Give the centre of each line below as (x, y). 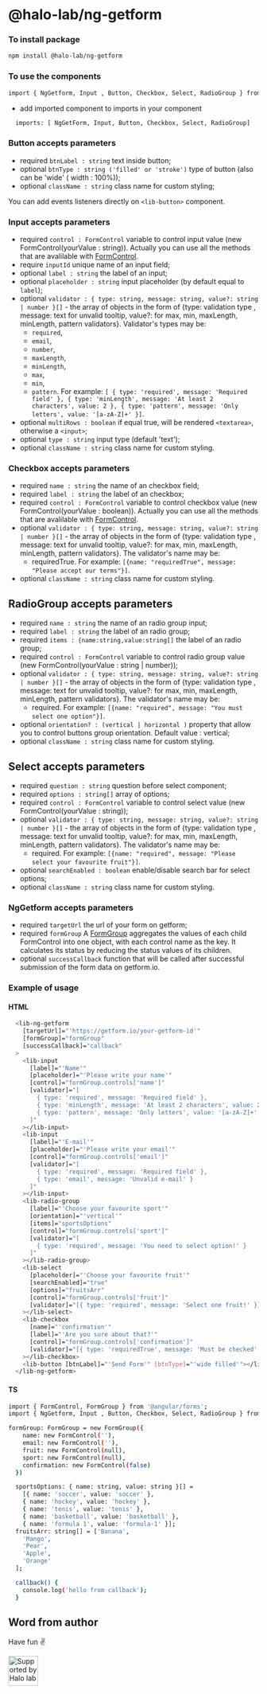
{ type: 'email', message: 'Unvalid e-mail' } (115, 1179)
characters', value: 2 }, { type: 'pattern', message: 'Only (135, 406)
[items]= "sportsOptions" (70, 1224)
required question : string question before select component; (123, 785)
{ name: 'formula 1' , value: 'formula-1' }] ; (99, 1524)
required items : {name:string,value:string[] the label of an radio (130, 640)
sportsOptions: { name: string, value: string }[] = (104, 1487)
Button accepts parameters (62, 143)
